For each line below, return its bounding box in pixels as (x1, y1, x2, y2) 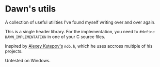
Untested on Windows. (5, 57, 51, 63)
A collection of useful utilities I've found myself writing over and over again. (5, 19, 156, 25)
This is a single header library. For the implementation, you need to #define (5, 28, 155, 34)
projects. (5, 48, 23, 54)
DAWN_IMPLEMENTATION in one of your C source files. (5, 34, 106, 40)
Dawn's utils (5, 3, 56, 14)
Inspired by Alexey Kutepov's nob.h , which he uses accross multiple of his (5, 43, 153, 49)
